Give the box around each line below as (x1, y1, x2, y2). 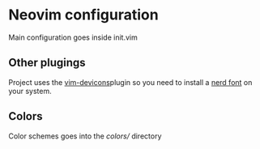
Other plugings (8, 56, 87, 70)
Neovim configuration (8, 6, 160, 24)
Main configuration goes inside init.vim (8, 32, 138, 42)
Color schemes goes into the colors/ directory (8, 131, 162, 141)
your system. (8, 86, 53, 96)
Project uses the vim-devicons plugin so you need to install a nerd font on (8, 77, 253, 87)
